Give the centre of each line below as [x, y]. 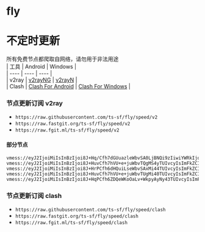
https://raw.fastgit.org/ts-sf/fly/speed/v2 [73, 124]
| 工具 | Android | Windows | [41, 67]
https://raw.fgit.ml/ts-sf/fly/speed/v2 [67, 130]
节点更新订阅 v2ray [34, 104]
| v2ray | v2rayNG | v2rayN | [42, 80]
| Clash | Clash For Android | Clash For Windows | [69, 86]
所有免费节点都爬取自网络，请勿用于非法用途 [63, 59]
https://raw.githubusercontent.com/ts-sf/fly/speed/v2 [86, 118]
